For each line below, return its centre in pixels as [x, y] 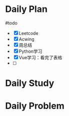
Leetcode [28, 33]
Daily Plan [26, 9]
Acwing [26, 39]
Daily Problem [35, 106]
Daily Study [30, 83]
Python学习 [30, 51]
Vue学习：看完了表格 [40, 57]
